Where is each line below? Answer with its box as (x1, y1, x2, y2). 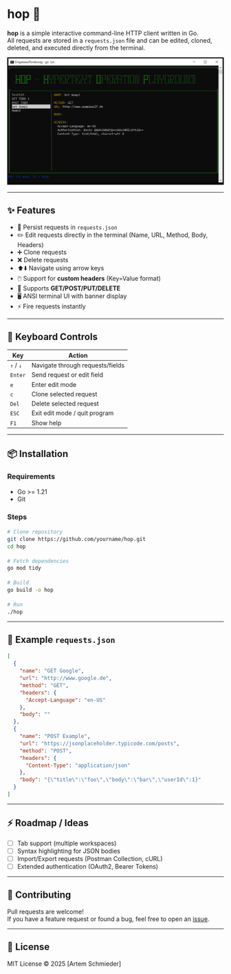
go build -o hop (7, 586, 54, 594)
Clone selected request (31, 390, 98, 398)
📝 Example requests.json (7, 633, 115, 646)
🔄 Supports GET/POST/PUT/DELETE (16, 284, 121, 292)
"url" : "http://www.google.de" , (19, 675, 112, 682)
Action (68, 351, 88, 359)
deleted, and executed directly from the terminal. (7, 43, 146, 52)
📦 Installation (7, 447, 69, 460)
